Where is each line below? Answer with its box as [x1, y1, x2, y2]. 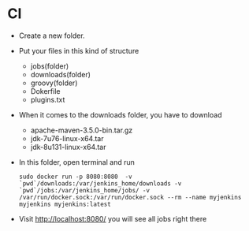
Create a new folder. [18, 31, 85, 40]
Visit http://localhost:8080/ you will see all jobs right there [18, 214, 207, 223]
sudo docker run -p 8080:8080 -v [18, 173, 132, 181]
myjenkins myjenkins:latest [18, 200, 111, 208]
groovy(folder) [30, 78, 78, 88]
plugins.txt [30, 95, 65, 104]
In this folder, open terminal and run [18, 157, 136, 166]
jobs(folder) [30, 61, 69, 71]
